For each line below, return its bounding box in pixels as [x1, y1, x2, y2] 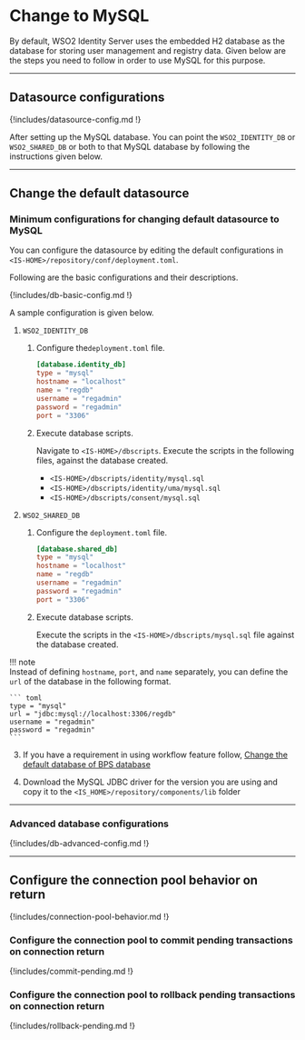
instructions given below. [9, 151, 103, 162]
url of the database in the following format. [9, 675, 172, 686]
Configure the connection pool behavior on [9, 873, 259, 888]
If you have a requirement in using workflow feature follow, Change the [22, 749, 289, 760]
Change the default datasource [9, 185, 190, 201]
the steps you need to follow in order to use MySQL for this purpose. [9, 55, 266, 65]
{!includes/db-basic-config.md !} [9, 290, 133, 301]
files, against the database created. [35, 455, 169, 465]
